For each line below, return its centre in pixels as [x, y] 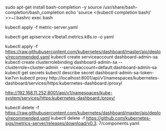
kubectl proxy [34, 78]
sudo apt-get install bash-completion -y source [53, 7]
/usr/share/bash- [120, 7]
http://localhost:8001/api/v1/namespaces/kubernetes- [104, 78]
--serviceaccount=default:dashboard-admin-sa [108, 67]
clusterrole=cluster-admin [32, 67]
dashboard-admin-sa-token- [124, 73]
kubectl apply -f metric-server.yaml [41, 27]
